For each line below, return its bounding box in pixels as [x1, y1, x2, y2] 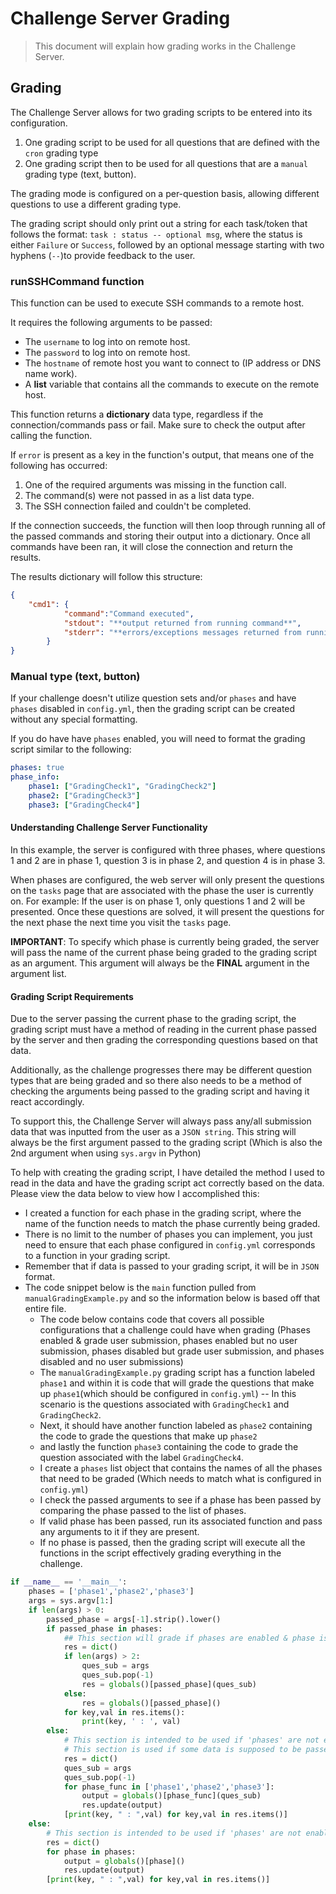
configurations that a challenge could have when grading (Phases [39, 1324, 311, 1336]
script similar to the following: [10, 743, 132, 756]
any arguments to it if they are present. [39, 1526, 200, 1538]
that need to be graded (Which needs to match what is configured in [39, 1473, 322, 1485]
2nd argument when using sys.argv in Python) [10, 1147, 202, 1159]
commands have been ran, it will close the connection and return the [10, 541, 293, 553]
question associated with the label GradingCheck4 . [39, 1452, 245, 1464]
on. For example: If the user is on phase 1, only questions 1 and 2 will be [10, 895, 306, 907]
